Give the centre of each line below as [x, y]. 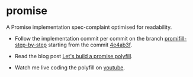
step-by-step [31, 45]
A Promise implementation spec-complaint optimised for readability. [89, 27]
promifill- [176, 38]
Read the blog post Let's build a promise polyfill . [74, 56]
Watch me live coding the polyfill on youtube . [70, 67]
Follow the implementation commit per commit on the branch [89, 38]
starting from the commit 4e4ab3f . [90, 45]
